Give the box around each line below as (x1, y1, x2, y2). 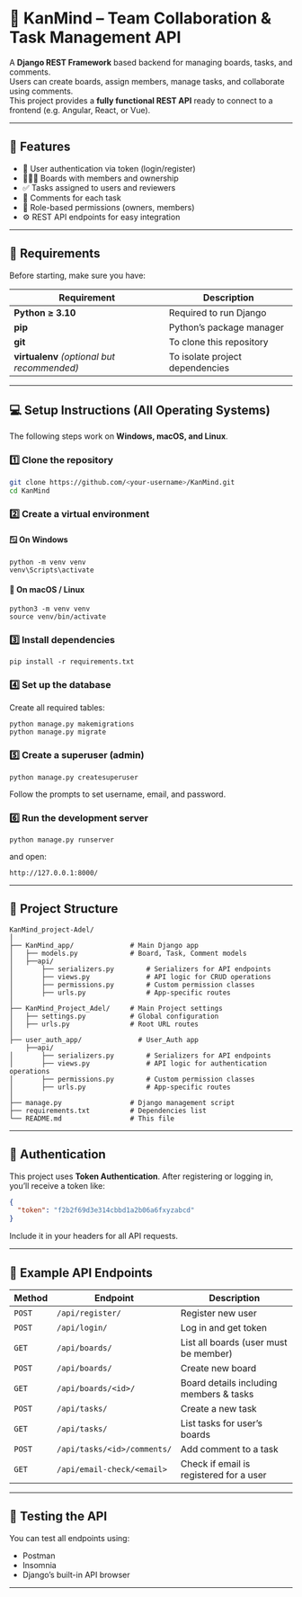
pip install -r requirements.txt (9, 657, 135, 666)
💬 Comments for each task (22, 192, 121, 203)
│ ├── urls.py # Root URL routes (9, 1020, 200, 1029)
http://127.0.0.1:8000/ (9, 868, 99, 878)
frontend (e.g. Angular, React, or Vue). (9, 104, 151, 115)
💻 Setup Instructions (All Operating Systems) (9, 402, 271, 417)
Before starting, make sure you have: (9, 270, 147, 281)
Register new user (180, 1307, 258, 1319)
